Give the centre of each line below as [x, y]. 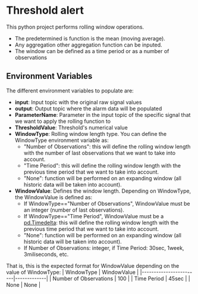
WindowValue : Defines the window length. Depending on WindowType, [103, 191]
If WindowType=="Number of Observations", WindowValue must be [107, 203]
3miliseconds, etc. [46, 254]
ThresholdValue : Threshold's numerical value [71, 127]
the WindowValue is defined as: [54, 197]
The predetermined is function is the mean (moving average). [90, 38]
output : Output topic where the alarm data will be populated [88, 109]
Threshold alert [45, 10]
